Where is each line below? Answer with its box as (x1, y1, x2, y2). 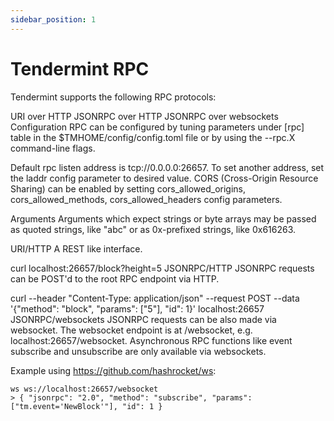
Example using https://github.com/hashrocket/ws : (10, 364, 217, 376)
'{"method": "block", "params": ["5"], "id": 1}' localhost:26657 (10, 302, 265, 315)
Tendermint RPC (10, 57, 150, 80)
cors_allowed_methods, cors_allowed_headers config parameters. (10, 193, 283, 205)
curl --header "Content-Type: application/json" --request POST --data (10, 292, 300, 304)
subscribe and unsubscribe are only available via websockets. (10, 345, 267, 357)
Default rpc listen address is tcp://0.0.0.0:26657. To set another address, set (10, 161, 325, 173)
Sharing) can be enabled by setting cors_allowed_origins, (10, 182, 247, 195)
